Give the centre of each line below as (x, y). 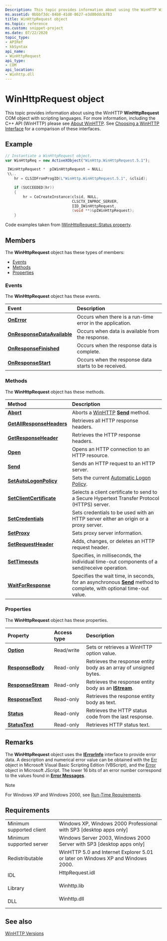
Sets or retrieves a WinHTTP (119, 647)
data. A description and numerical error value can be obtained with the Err (81, 760)
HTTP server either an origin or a (110, 518)
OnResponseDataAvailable (40, 335)
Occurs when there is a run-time (115, 317)
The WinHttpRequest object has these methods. (55, 392)
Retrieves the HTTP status (117, 710)
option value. (101, 653)
